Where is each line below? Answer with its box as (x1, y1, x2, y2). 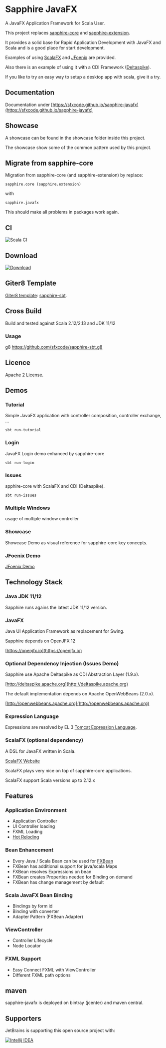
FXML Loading (12, 829, 43, 835)
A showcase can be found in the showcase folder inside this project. (5, 135, 146, 141)
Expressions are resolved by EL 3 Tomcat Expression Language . (5, 724, 137, 730)
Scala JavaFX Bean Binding (5, 891, 73, 898)
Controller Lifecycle (12, 937, 53, 943)
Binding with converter (12, 908, 59, 914)
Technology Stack (5, 578, 63, 586)
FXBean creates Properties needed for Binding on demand (12, 874, 133, 880)
